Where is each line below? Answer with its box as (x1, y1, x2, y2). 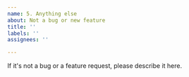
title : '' (7, 23, 37, 30)
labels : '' (7, 29, 39, 37)
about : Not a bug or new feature (7, 17, 106, 24)
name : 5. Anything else (7, 10, 78, 17)
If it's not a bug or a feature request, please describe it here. (7, 62, 182, 70)
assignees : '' (7, 36, 49, 43)
